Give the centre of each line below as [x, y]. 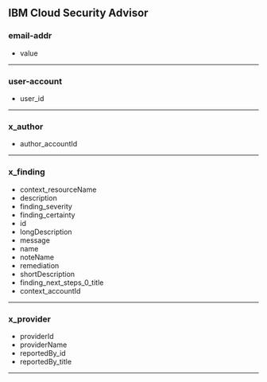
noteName [37, 257]
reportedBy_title [46, 361]
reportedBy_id [43, 353]
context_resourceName [58, 189]
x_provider [30, 319]
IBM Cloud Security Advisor [78, 13]
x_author [26, 127]
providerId [37, 336]
